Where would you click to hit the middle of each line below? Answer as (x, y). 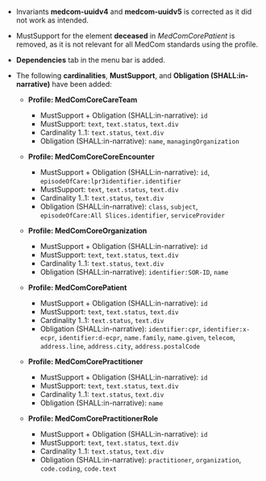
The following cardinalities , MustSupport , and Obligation (112, 75)
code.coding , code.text (78, 468)
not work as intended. (52, 20)
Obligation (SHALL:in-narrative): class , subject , (119, 206)
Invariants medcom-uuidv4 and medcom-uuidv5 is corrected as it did (134, 12)
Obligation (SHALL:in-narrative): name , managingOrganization (139, 141)
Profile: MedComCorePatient (77, 288)
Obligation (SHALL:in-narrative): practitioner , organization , (141, 460)
